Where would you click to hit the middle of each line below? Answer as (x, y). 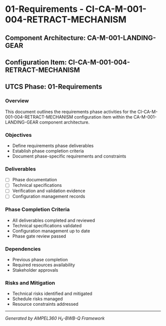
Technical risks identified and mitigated (52, 294)
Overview (17, 101)
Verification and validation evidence (49, 191)
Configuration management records (49, 197)
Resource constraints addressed (45, 304)
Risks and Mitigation (30, 283)
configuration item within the (103, 117)
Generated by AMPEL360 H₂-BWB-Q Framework (55, 318)
